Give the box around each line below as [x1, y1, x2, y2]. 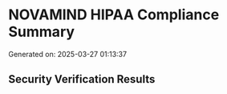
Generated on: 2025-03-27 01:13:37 [8, 49, 127, 59]
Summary [8, 22, 75, 41]
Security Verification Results [8, 72, 156, 86]
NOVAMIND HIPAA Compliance [8, 6, 220, 24]
